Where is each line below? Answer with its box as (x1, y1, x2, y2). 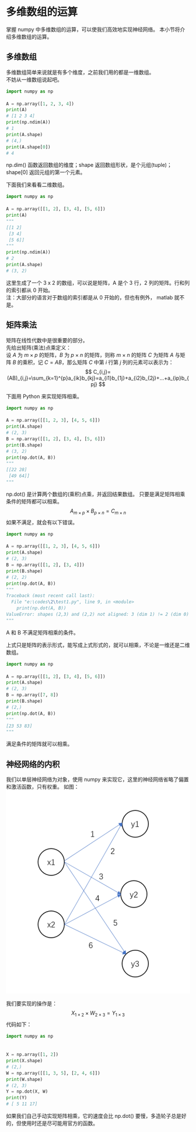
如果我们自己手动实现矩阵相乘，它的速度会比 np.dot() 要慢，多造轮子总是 (6, 1113, 182, 1120)
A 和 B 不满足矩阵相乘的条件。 (6, 629, 79, 636)
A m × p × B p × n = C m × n (69, 507, 127, 516)
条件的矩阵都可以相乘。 (6, 497, 62, 504)
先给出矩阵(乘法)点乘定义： (6, 344, 72, 351)
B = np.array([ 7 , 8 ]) (6, 692, 59, 698)
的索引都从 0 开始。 (6, 287, 54, 294)
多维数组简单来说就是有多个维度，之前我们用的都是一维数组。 (6, 69, 155, 76)
